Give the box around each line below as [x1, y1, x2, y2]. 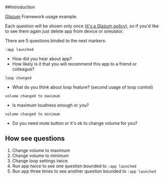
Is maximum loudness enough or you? [12, 102, 89, 108]
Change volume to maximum [12, 147, 70, 153]
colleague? [12, 66, 35, 72]
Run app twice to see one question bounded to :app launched [12, 163, 137, 169]
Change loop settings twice [12, 157, 68, 163]
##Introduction [5, 4, 35, 10]
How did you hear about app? [12, 56, 72, 62]
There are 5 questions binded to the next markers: [5, 38, 106, 44]
